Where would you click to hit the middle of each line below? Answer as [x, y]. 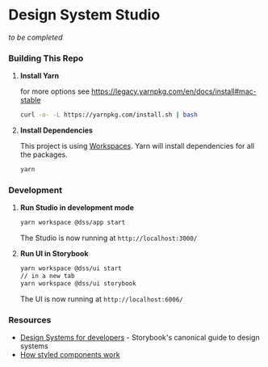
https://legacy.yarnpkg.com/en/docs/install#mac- [174, 91]
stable [30, 100]
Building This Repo [46, 58]
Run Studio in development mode [77, 208]
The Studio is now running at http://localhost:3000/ [109, 238]
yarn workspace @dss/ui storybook [78, 283]
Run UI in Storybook [54, 254]
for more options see [55, 91]
